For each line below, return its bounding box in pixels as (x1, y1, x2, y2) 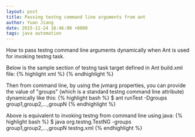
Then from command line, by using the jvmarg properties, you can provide (6, 82, 186, 89)
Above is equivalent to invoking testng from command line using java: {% (6, 112, 183, 119)
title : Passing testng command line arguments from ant (6, 14, 146, 20)
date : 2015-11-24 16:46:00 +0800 (6, 25, 88, 31)
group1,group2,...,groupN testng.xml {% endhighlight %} (6, 125, 143, 132)
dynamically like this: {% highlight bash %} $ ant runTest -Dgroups (6, 95, 167, 102)
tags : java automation (6, 31, 62, 36)
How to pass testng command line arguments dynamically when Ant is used (6, 46, 190, 54)
